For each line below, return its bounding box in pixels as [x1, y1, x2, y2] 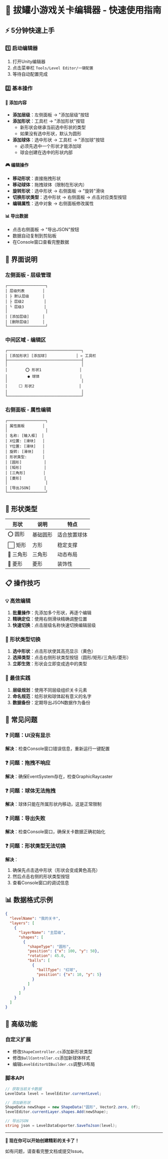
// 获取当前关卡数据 [5, 1086, 42, 1091]
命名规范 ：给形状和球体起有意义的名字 [12, 693, 91, 699]
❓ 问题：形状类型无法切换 [5, 843, 66, 850]
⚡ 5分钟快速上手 [5, 26, 55, 35]
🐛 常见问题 [5, 715, 37, 724]
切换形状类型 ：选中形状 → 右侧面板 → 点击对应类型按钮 [12, 194, 127, 201]
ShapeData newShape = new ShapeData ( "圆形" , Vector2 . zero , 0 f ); [5, 1105, 141, 1110]
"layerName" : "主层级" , [18, 930, 66, 935]
